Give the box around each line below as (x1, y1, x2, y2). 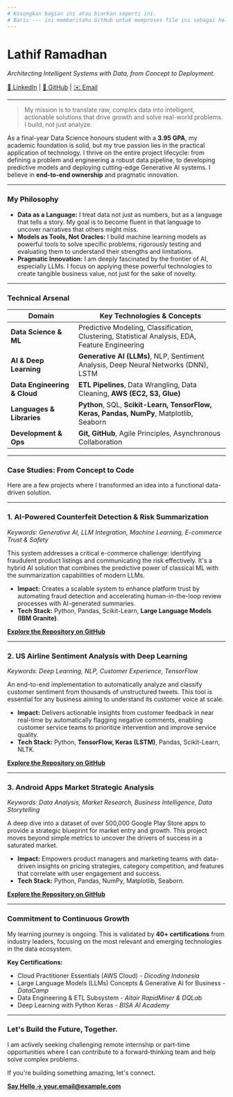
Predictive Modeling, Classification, (78, 323, 193, 333)
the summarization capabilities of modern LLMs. (7, 571, 146, 579)
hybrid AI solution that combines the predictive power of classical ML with (7, 563, 218, 572)
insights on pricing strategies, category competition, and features (37, 862, 224, 870)
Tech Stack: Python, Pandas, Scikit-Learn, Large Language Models (17, 606, 212, 614)
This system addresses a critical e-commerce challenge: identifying (7, 548, 201, 557)
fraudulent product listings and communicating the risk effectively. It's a (7, 556, 213, 564)
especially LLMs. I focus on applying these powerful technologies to (17, 261, 212, 270)
